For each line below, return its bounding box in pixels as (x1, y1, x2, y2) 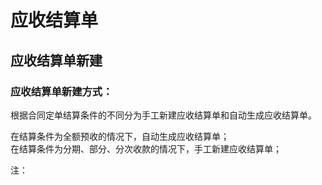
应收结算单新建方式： (10, 84, 113, 98)
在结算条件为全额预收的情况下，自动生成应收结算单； (10, 130, 230, 142)
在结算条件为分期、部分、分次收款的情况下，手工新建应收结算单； (10, 142, 282, 155)
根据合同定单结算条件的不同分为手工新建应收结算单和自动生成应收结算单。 (10, 109, 317, 121)
